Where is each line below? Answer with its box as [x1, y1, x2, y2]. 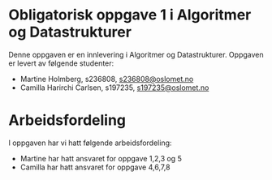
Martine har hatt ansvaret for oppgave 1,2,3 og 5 [19, 153, 183, 163]
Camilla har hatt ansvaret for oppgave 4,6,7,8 [19, 162, 171, 172]
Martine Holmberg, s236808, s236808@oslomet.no [19, 74, 194, 84]
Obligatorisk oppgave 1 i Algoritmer [8, 6, 252, 24]
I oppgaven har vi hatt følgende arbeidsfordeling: [8, 138, 172, 148]
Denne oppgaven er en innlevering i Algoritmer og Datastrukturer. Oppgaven [8, 49, 264, 59]
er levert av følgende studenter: [8, 58, 114, 68]
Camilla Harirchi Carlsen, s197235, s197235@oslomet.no [19, 83, 209, 92]
